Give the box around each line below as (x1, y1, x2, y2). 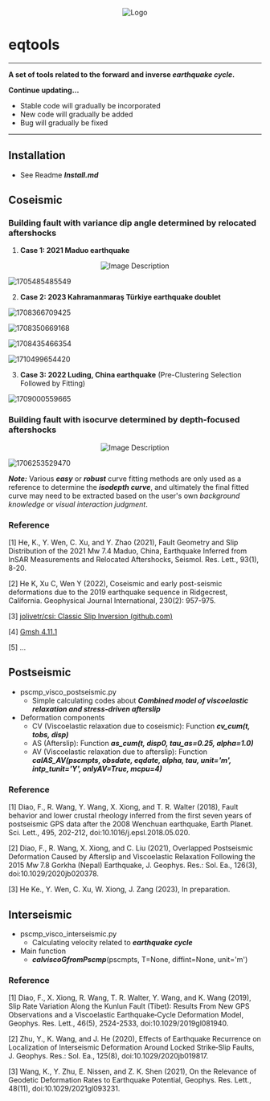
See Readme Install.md (19, 169, 99, 180)
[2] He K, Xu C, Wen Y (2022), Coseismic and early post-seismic (8, 579, 223, 589)
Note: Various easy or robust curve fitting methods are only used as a (8, 474, 242, 483)
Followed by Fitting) (19, 378, 86, 389)
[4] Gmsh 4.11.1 (8, 627, 58, 637)
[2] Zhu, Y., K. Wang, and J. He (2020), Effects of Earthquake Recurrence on (8, 1034, 261, 1044)
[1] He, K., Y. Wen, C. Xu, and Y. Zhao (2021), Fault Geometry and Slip (8, 538, 239, 548)
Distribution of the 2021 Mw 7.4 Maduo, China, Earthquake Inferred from (8, 546, 247, 556)
